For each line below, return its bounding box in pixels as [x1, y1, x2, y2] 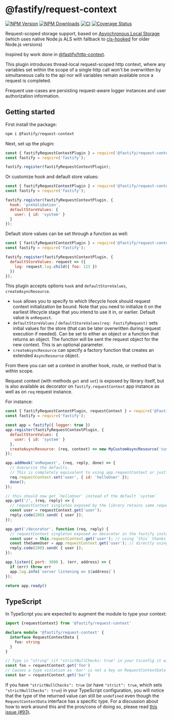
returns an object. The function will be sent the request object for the [12, 336, 159, 343]
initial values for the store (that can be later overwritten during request [12, 325, 161, 331]
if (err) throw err [10, 564, 52, 569]
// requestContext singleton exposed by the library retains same [10, 503, 155, 508]
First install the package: [5, 121, 57, 128]
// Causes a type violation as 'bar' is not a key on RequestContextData [5, 668, 166, 673]
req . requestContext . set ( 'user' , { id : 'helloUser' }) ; [10, 475, 130, 480]
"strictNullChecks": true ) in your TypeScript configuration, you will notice [5, 687, 164, 693]
